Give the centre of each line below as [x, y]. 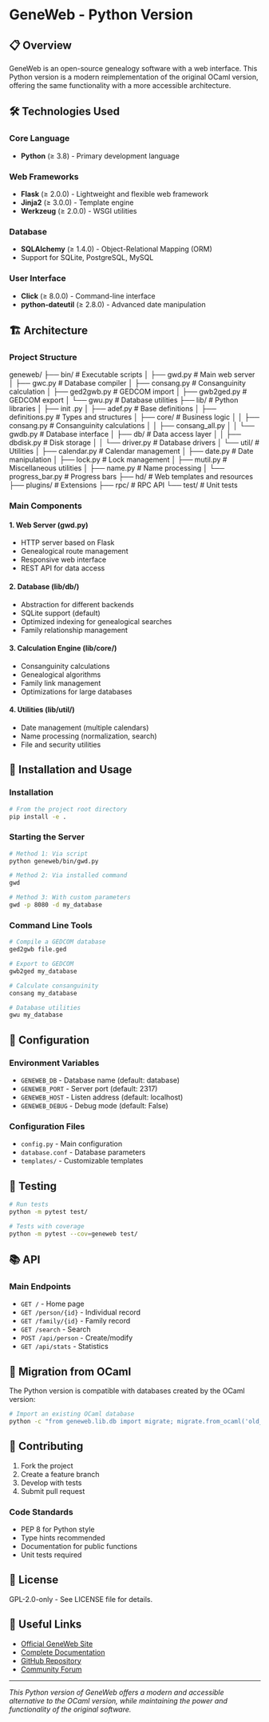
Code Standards [42, 1512]
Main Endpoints [40, 1286]
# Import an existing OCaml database [72, 1414]
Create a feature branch [60, 1474]
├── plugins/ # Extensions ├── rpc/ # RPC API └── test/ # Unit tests [123, 485]
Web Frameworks [44, 176]
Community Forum [51, 1669]
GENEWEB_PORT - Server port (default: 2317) [89, 1088]
